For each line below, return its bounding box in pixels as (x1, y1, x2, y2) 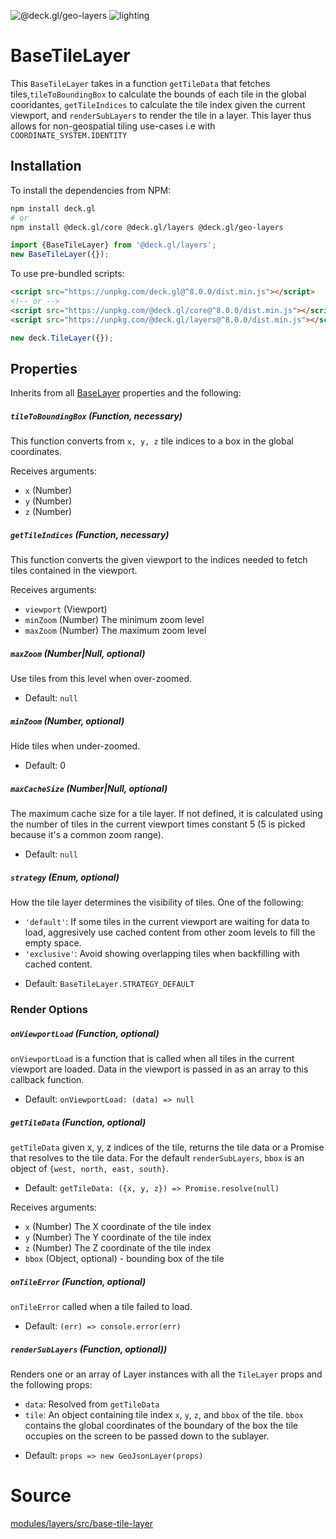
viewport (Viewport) (24, 603, 108, 615)
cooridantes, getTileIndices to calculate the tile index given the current (10, 98, 306, 110)
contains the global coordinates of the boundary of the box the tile (24, 1419, 298, 1431)
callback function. (10, 1074, 85, 1086)
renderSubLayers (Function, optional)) (10, 1343, 168, 1355)
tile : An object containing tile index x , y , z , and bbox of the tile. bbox (24, 1408, 304, 1420)
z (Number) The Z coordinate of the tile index (24, 1241, 212, 1254)
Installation (10, 158, 82, 175)
